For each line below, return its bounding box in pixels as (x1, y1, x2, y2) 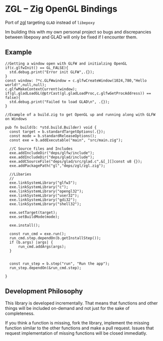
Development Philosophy (5, 287, 83, 295)
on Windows (5, 116, 27, 121)
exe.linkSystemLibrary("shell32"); (9, 201, 82, 206)
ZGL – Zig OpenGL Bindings (5, 3, 118, 15)
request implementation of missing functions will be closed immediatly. (5, 330, 147, 336)
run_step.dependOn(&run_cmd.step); (9, 265, 82, 270)
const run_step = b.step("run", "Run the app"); (9, 261, 110, 266)
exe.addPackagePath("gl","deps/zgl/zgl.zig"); (9, 163, 106, 168)
